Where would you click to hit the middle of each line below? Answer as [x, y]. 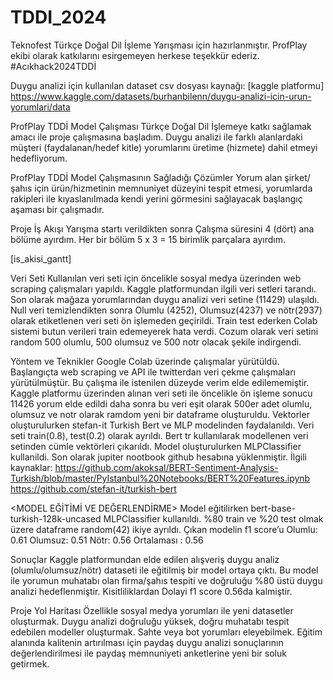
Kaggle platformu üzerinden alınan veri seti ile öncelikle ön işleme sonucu [161, 393]
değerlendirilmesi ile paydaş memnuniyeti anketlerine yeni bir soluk [148, 653]
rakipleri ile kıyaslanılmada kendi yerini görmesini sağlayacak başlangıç [156, 198]
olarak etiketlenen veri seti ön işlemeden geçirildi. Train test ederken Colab [164, 320]
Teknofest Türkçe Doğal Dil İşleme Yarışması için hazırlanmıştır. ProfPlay [159, 45]
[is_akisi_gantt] [41, 258]
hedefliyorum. [39, 158]
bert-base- [273, 508]
